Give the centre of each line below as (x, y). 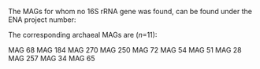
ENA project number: (42, 20)
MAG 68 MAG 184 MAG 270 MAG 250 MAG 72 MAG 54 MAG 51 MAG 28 (125, 50)
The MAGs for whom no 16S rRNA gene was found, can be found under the (130, 11)
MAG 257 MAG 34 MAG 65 (52, 58)
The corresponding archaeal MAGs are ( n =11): (83, 35)
